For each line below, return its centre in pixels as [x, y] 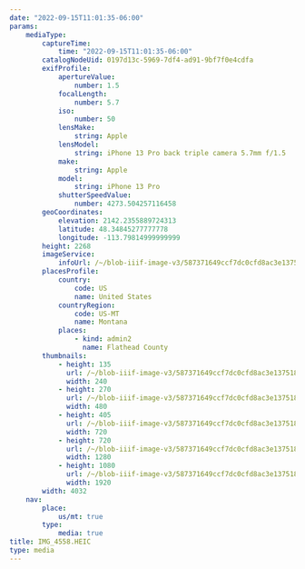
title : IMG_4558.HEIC [50, 542]
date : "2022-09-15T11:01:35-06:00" [77, 18]
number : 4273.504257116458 [125, 204]
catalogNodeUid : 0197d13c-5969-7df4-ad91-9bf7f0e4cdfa [148, 60]
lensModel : [79, 145]
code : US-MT [97, 314]
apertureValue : [87, 77]
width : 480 [87, 407]
